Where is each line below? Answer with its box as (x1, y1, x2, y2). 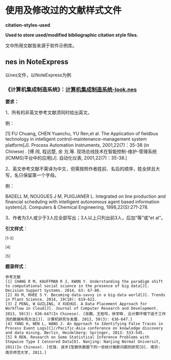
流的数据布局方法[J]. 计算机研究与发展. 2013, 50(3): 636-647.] (5, 317, 133, 322)
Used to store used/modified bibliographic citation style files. (5, 32, 139, 38)
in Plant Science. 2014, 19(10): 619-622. (5, 297, 97, 302)
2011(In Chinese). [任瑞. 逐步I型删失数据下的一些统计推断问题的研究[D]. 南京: (5, 345, 161, 350)
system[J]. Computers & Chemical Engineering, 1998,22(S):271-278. (5, 204, 149, 210)
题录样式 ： (5, 263, 28, 269)
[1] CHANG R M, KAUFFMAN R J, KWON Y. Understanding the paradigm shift (5, 279, 163, 284)
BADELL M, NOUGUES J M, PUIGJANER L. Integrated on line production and (5, 193, 166, 200)
